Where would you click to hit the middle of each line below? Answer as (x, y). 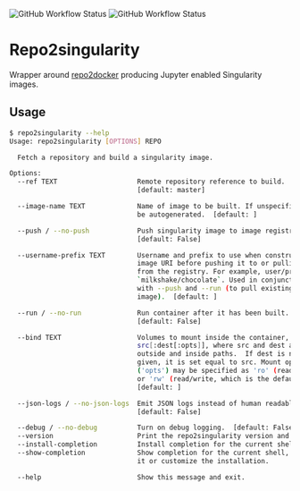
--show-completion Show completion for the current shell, (154, 453)
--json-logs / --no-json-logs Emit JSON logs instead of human (139, 403)
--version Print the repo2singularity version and (154, 436)
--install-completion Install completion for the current (146, 444)
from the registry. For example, (199, 272)
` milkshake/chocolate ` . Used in (197, 280)
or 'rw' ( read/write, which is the (203, 379)
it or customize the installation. (203, 461)
